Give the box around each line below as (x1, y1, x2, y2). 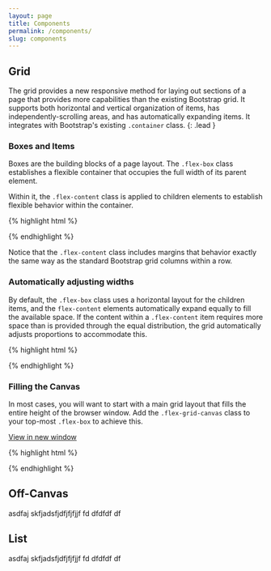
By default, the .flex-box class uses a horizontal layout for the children (8, 295, 245, 305)
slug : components (8, 34, 67, 43)
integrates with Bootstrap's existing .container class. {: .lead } (8, 121, 216, 130)
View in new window (8, 432, 77, 441)
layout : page (8, 11, 53, 20)
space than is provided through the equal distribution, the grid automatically (8, 321, 261, 330)
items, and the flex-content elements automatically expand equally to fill (8, 303, 252, 313)
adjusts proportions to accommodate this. (8, 329, 148, 339)
